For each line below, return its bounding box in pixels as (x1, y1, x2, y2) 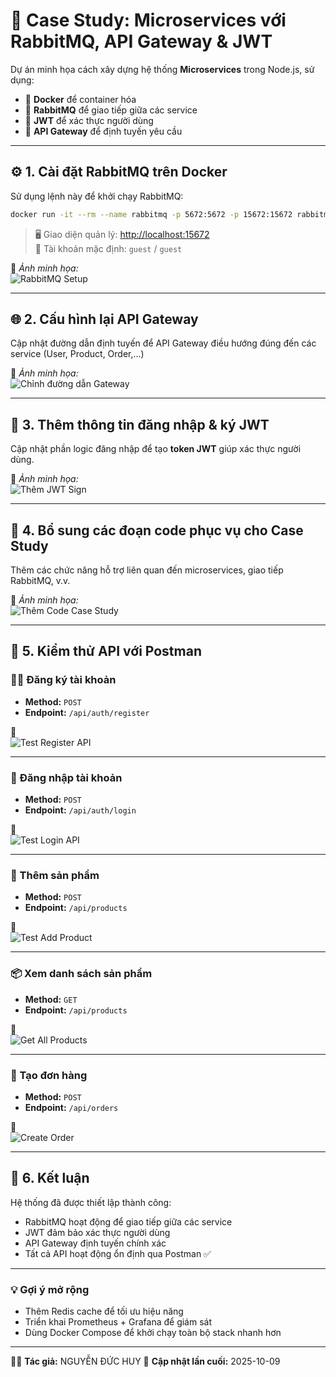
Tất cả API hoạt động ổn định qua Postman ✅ (24, 1247, 212, 1259)
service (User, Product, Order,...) (10, 348, 145, 360)
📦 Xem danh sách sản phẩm (10, 967, 153, 981)
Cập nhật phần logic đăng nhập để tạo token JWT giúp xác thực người (10, 443, 302, 455)
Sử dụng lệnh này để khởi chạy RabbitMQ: (10, 190, 184, 202)
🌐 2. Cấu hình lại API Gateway (10, 311, 199, 328)
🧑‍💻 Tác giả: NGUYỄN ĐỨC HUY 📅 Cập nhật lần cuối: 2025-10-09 (10, 1355, 281, 1368)
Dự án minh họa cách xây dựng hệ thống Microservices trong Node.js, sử (10, 63, 315, 75)
